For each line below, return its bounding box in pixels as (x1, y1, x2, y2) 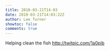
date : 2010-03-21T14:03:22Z (5, 12, 65, 17)
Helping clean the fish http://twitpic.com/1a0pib (5, 40, 105, 46)
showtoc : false (5, 21, 38, 27)
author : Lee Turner (5, 17, 47, 22)
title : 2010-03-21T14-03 (5, 7, 58, 13)
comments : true (5, 26, 38, 31)
